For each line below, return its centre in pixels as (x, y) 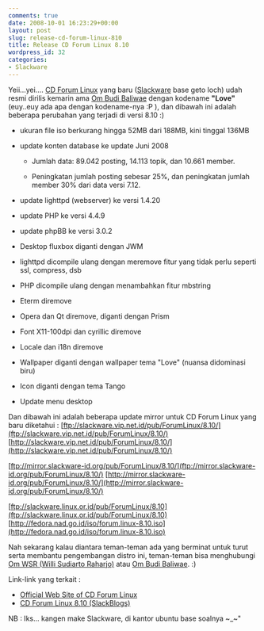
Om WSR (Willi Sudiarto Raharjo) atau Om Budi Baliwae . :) (102, 564)
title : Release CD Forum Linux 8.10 (69, 45)
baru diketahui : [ (36, 425)
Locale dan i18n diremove (61, 346)
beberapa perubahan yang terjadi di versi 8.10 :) (86, 115)
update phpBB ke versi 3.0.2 (66, 231)
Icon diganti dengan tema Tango (73, 386)
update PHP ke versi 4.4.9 (62, 216)
